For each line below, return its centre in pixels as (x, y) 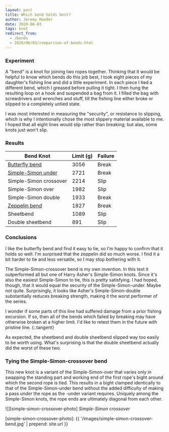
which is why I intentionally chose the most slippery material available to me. (85, 119)
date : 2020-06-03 (23, 24)
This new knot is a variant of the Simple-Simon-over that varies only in (78, 372)
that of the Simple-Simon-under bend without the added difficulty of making (84, 388)
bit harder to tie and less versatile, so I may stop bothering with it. (73, 259)
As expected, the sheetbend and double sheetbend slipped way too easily (82, 337)
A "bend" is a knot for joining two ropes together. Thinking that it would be (82, 72)
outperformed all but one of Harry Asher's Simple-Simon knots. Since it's (81, 274)
